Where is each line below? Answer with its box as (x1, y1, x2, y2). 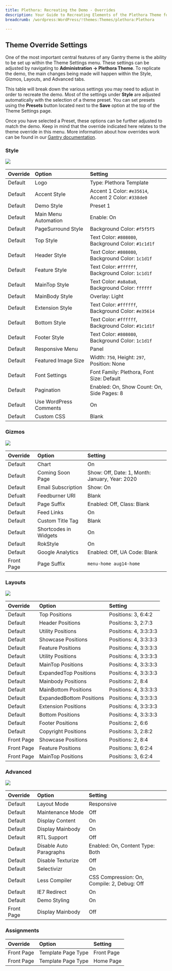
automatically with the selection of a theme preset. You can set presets (5, 97, 155, 103)
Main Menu (35, 211, 62, 218)
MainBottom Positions (39, 686, 92, 694)
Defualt (8, 492, 26, 499)
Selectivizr (37, 865, 63, 872)
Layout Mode (37, 800, 69, 808)
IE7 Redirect (37, 888, 67, 895)
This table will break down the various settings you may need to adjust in (5, 86, 159, 92)
